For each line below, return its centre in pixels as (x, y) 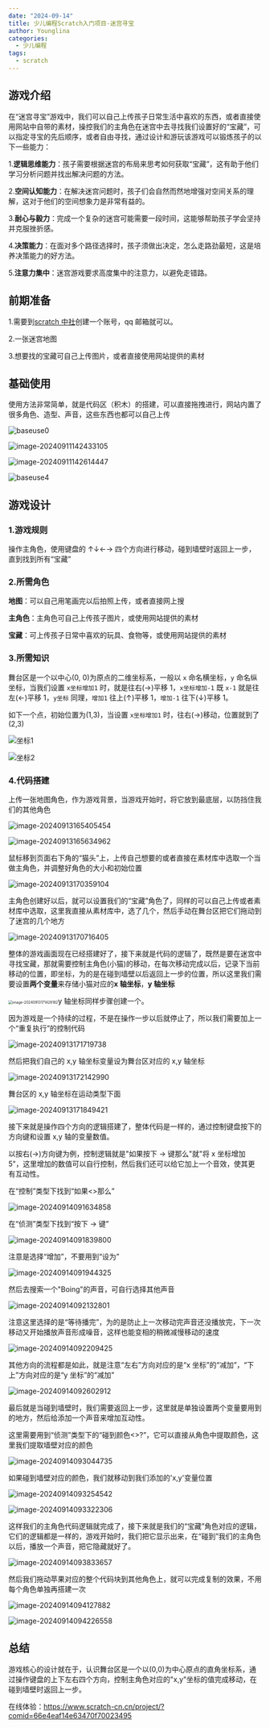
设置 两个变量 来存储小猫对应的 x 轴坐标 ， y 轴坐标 (95, 984)
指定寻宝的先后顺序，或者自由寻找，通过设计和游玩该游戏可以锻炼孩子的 (135, 136)
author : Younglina (39, 31)
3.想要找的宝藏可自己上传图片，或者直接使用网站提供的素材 (106, 356)
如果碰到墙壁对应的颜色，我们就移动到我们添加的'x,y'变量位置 (110, 1477)
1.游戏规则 (28, 530)
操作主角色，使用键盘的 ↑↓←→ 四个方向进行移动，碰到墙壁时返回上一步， (132, 549)
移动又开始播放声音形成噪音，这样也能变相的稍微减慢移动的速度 (114, 1332)
